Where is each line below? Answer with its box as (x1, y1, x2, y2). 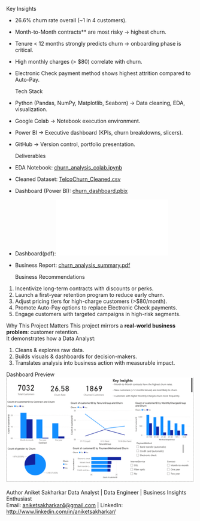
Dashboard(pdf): (14, 250, 56, 257)
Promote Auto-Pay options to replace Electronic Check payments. (14, 304, 178, 311)
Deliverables (14, 153, 46, 159)
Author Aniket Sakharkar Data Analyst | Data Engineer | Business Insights (6, 489, 187, 496)
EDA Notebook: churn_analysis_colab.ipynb (14, 164, 123, 171)
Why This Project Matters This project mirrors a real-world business (6, 322, 175, 329)
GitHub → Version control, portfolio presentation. (14, 141, 136, 148)
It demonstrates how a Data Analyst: (6, 335, 96, 342)
